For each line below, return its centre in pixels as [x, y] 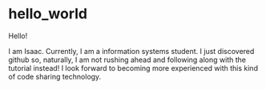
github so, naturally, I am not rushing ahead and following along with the [127, 60]
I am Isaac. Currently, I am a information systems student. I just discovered [131, 51]
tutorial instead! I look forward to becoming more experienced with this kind [133, 68]
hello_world [48, 14]
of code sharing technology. [55, 76]
